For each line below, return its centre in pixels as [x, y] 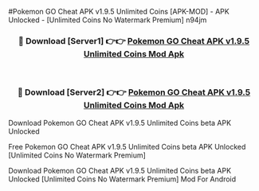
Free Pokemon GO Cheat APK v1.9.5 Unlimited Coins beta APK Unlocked [127, 146]
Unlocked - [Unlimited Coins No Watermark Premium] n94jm [108, 20]
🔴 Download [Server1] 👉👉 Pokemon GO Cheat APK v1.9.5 [134, 41]
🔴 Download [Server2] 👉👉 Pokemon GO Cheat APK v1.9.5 [134, 92]
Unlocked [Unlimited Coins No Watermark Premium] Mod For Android [122, 179]
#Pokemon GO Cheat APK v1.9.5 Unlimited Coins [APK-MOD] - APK [119, 12]
